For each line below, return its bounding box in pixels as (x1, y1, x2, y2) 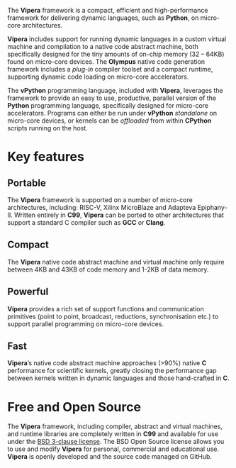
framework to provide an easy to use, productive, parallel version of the (7, 94, 217, 102)
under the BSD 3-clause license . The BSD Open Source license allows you (7, 438, 225, 446)
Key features (7, 149, 85, 165)
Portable (7, 177, 46, 189)
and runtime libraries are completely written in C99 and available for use (7, 430, 218, 438)
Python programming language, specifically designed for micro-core (7, 101, 209, 109)
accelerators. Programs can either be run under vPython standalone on (7, 109, 218, 117)
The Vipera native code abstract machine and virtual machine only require (7, 257, 225, 266)
